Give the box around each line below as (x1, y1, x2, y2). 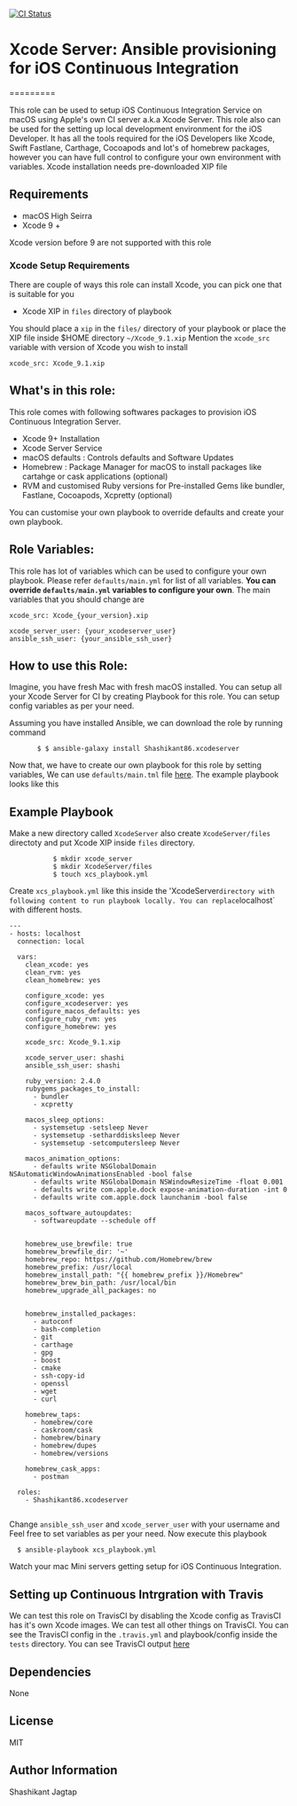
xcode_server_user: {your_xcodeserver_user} (9, 626, 176, 636)
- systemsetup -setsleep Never (32, 1123, 149, 1132)
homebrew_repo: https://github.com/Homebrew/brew (25, 1255, 213, 1264)
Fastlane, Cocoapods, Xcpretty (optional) (21, 489, 173, 500)
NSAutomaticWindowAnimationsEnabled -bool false (9, 1170, 192, 1179)
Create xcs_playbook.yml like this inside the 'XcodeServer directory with (9, 886, 275, 896)
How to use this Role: (9, 659, 129, 674)
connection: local (17, 937, 86, 946)
